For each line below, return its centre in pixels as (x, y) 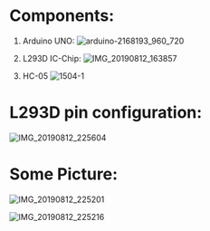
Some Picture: (64, 174)
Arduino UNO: (48, 41)
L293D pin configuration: (106, 113)
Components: (62, 16)
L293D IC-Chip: (52, 58)
